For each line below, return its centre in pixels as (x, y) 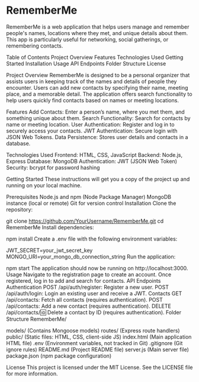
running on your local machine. (44, 185)
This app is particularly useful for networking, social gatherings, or (87, 39)
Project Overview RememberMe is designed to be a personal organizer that (98, 75)
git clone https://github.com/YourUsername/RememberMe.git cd (85, 221)
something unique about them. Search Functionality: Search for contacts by (98, 118)
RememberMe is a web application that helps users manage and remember (98, 27)
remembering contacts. (35, 46)
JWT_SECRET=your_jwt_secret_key (49, 250)
